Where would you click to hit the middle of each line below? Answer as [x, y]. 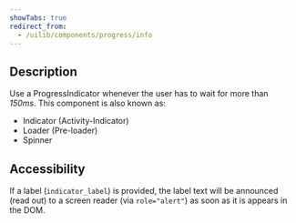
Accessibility [47, 169]
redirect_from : [38, 26]
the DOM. [27, 210]
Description [43, 71]
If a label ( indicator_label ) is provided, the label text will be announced [144, 191]
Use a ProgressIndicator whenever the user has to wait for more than [139, 94]
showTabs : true [38, 18]
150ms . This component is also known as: [88, 103]
